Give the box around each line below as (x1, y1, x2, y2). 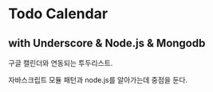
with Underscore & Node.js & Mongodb (8, 36, 206, 50)
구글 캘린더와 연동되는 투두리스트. (8, 59, 113, 67)
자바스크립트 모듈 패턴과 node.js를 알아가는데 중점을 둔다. (8, 75, 188, 84)
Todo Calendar (8, 5, 108, 23)
